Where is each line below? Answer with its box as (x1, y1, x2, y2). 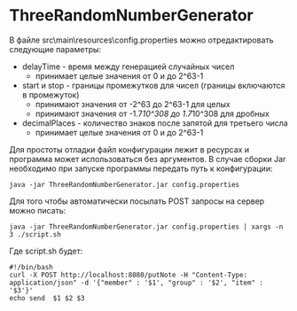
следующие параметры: (9, 43, 102, 54)
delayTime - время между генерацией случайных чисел (21, 61, 235, 72)
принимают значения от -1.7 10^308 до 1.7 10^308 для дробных (35, 108, 270, 119)
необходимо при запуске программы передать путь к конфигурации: (9, 163, 273, 174)
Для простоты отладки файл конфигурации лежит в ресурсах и (9, 144, 250, 155)
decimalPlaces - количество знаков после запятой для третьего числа (21, 117, 288, 128)
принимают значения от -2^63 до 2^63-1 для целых (35, 98, 231, 109)
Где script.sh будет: (9, 245, 83, 256)
